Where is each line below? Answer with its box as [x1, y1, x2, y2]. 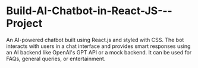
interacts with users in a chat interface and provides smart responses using [6, 43, 191, 50]
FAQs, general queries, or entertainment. [6, 55, 106, 62]
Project [6, 17, 43, 30]
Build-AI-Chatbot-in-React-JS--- [6, 4, 172, 18]
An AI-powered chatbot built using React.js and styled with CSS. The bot [6, 36, 184, 43]
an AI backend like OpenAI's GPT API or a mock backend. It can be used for [6, 48, 192, 56]
